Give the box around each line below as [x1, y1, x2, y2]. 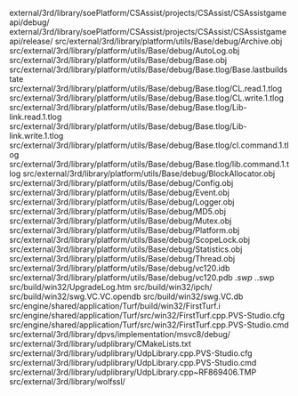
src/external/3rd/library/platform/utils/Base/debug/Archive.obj [54, 36, 283, 46]
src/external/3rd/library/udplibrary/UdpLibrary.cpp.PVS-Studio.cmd [9, 358, 257, 368]
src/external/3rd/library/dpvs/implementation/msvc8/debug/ [9, 329, 231, 339]
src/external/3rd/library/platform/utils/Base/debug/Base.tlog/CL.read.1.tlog [9, 84, 283, 93]
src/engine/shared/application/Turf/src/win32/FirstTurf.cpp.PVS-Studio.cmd [9, 319, 289, 330]
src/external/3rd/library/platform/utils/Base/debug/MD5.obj [9, 206, 227, 216]
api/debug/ [9, 17, 51, 28]
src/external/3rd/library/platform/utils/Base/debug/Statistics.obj [9, 244, 243, 255]
